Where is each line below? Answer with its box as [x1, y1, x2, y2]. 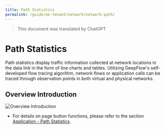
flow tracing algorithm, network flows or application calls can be [28, 70, 160, 76]
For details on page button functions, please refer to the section [12, 113, 144, 119]
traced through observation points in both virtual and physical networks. [5, 75, 154, 81]
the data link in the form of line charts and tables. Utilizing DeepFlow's [5, 65, 150, 71]
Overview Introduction [5, 90, 77, 98]
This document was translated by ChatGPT [17, 25, 106, 31]
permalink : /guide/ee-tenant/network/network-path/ [5, 12, 115, 17]
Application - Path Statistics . [12, 118, 71, 124]
